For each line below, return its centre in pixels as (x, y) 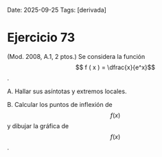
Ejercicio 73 (41, 38)
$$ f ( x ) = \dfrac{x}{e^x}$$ (115, 67)
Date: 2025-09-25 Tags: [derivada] (57, 10)
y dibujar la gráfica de (38, 125)
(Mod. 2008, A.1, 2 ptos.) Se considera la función (76, 56)
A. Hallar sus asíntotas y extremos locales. (67, 91)
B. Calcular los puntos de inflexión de (60, 104)
